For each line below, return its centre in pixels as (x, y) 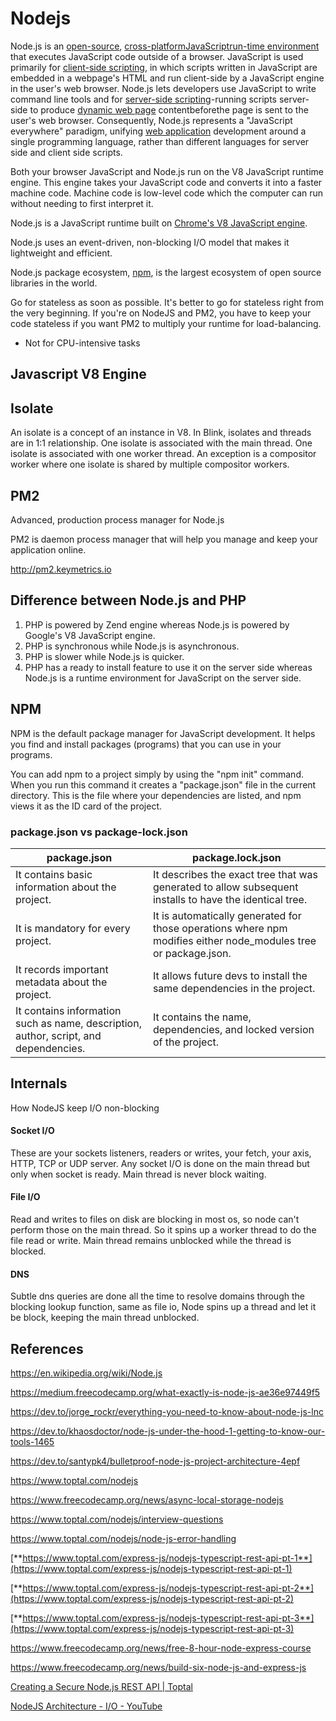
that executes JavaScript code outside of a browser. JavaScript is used (157, 56)
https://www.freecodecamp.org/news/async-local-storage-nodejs (147, 1500)
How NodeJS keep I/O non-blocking (85, 1108)
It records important (62, 969)
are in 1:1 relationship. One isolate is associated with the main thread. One (161, 443)
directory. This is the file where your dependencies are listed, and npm (156, 795)
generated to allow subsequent (225, 887)
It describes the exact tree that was (235, 874)
